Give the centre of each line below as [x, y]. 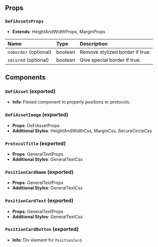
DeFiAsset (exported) [30, 91]
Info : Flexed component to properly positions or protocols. [71, 102]
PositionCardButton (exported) [42, 229]
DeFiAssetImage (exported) [37, 115]
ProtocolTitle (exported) [36, 143]
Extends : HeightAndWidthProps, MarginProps [59, 31]
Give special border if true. [110, 60]
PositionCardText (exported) [39, 201]
